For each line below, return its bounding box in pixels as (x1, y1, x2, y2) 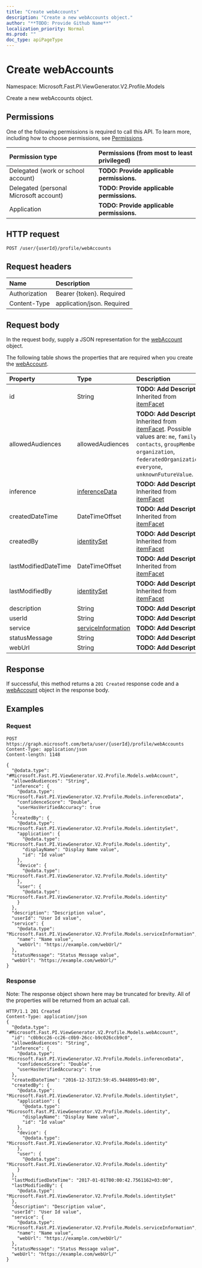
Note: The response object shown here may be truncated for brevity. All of (6, 990, 191, 997)
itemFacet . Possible (136, 425, 192, 433)
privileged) (98, 156, 131, 165)
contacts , (136, 440, 163, 448)
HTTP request (6, 229, 60, 239)
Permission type (9, 152, 58, 160)
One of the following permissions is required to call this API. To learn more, (6, 128, 192, 135)
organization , (136, 448, 176, 456)
